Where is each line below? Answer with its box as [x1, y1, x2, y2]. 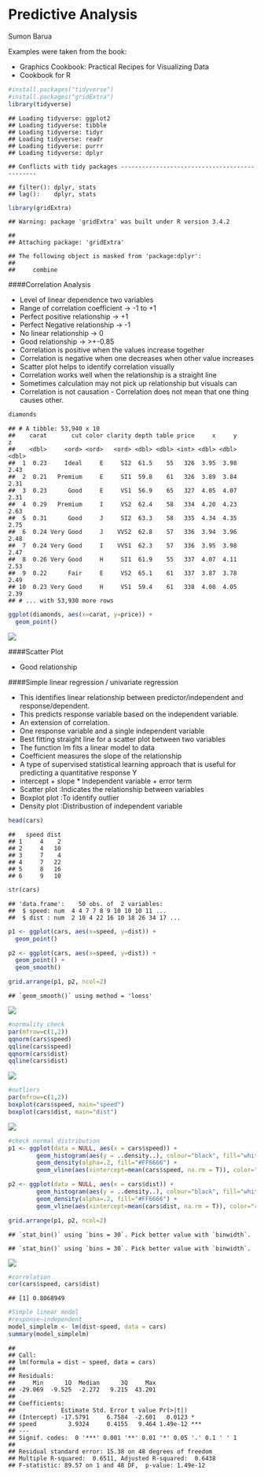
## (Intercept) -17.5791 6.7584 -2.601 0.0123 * [8, 1413, 195, 1421]
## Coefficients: [8, 1399, 65, 1407]
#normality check [8, 1021, 65, 1029]
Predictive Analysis [8, 6, 137, 24]
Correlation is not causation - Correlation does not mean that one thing [19, 387, 249, 396]
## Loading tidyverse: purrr [8, 142, 104, 150]
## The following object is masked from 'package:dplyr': [8, 252, 202, 260]
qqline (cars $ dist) [8, 1057, 68, 1065]
